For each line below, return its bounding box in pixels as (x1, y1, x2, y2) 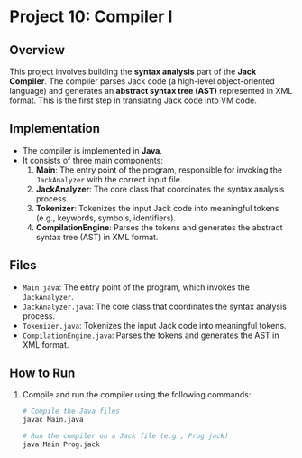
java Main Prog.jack (22, 440, 100, 449)
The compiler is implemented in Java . (22, 145, 163, 155)
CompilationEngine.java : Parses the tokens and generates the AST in (22, 330, 279, 341)
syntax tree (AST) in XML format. (35, 231, 159, 242)
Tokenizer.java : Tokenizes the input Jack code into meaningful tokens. (22, 320, 287, 331)
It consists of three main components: (22, 154, 164, 165)
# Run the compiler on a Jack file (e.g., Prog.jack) (22, 432, 229, 441)
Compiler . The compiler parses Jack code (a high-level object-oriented (9, 76, 275, 87)
